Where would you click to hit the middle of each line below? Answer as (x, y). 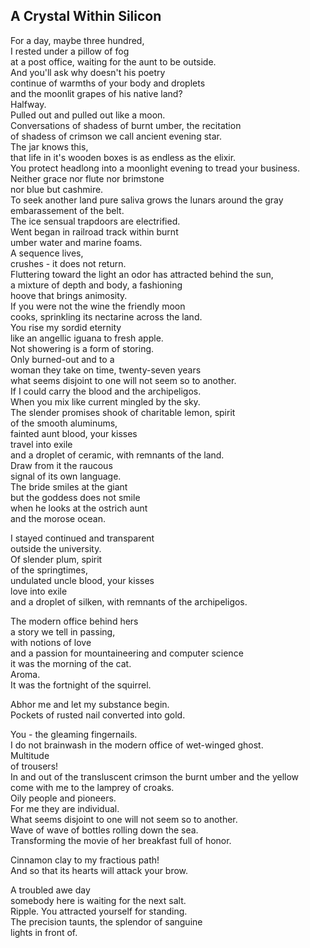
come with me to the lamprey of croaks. (92, 787)
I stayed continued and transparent (82, 538)
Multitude (30, 755)
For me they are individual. (65, 808)
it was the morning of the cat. (71, 663)
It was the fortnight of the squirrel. (81, 685)
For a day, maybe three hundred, (77, 40)
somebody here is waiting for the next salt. (98, 900)
